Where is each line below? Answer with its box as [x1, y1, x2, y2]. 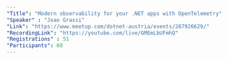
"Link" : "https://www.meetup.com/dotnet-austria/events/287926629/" [6, 23, 210, 30]
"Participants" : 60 [6, 42, 63, 49]
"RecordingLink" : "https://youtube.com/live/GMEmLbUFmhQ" [6, 29, 178, 37]
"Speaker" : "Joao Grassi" [6, 17, 85, 23]
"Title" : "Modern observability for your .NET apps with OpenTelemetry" [6, 10, 222, 17]
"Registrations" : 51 [6, 36, 70, 43]
